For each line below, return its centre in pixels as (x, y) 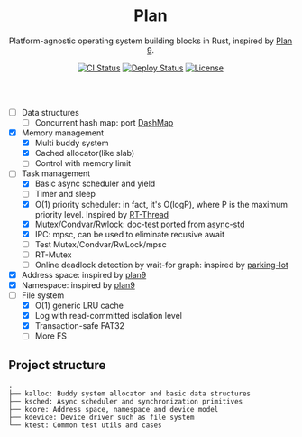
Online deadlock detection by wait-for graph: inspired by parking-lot (162, 265)
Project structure (57, 365)
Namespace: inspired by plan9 (78, 284)
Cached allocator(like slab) (85, 153)
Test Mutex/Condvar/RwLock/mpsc (101, 244)
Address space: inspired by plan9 (84, 274)
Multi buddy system (72, 143)
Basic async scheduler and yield (95, 184)
